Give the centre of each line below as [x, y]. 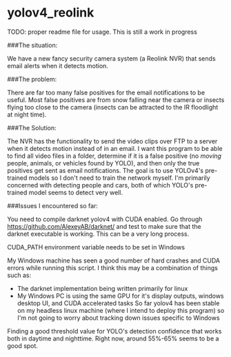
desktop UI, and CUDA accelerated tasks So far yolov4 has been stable [118, 303]
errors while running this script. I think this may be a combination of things [113, 267]
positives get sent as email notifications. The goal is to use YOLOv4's [106, 170]
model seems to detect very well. [76, 192]
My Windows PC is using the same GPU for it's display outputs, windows [120, 296]
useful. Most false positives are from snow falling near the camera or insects [116, 100]
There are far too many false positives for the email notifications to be [106, 92]
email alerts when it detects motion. [58, 65]
